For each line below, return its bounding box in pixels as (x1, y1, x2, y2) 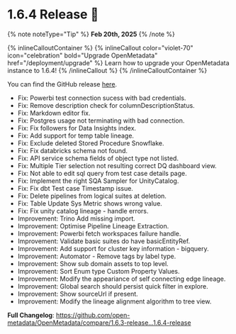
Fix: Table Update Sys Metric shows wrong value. (17, 199, 163, 208)
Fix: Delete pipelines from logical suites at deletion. (17, 191, 167, 200)
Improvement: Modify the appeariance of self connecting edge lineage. (17, 274, 226, 283)
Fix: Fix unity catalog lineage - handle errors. (17, 206, 149, 215)
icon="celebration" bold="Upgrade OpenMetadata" (7, 51, 158, 60)
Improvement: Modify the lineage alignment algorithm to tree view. (17, 297, 212, 306)
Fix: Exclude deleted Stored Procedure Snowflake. (17, 138, 164, 147)
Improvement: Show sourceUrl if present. (17, 289, 138, 298)
